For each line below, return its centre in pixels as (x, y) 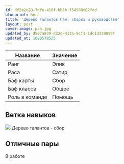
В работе (15, 156)
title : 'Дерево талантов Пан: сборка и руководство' (63, 19)
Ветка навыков (31, 115)
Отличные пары (32, 144)
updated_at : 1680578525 (31, 39)
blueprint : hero (22, 15)
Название (28, 55)
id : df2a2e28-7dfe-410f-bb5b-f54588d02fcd (51, 10)
